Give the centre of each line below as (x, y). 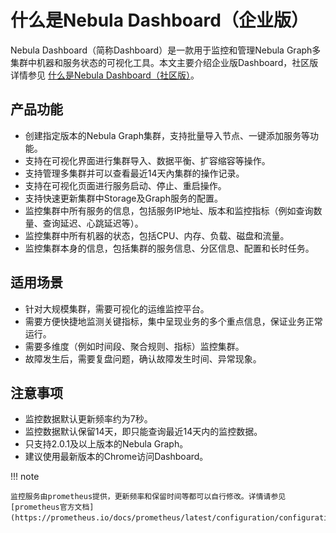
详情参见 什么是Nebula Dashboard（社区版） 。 (105, 75)
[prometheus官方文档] (52, 507)
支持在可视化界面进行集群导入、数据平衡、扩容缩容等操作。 (147, 160)
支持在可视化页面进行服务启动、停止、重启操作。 (125, 185)
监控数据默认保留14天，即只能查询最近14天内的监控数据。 (143, 432)
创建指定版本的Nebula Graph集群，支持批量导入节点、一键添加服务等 (167, 135)
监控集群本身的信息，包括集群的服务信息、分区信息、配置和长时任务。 (169, 248)
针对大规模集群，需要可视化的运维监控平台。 (117, 308)
